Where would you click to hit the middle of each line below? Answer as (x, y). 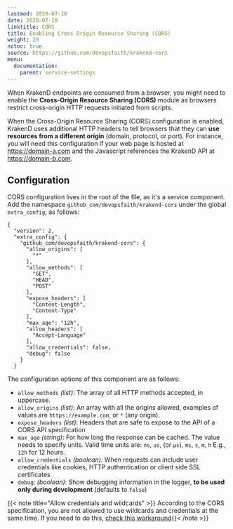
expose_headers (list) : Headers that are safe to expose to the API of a (116, 422)
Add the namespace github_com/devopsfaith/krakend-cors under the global (117, 205)
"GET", (42, 274)
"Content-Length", (59, 305)
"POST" (42, 286)
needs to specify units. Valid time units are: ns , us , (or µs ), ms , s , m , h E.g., (121, 445)
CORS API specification (51, 430)
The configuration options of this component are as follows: (94, 379)
